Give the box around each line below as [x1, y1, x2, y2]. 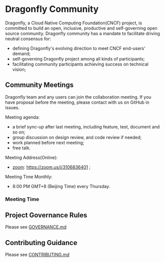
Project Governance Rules [5, 211, 88, 219]
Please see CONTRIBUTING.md [5, 252, 70, 258]
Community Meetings [5, 81, 74, 89]
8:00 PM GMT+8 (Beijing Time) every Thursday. [12, 183, 110, 189]
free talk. [12, 145, 31, 151]
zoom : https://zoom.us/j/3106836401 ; [12, 164, 91, 170]
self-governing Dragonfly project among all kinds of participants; [12, 56, 145, 62]
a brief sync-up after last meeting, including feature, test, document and [12, 124, 160, 130]
